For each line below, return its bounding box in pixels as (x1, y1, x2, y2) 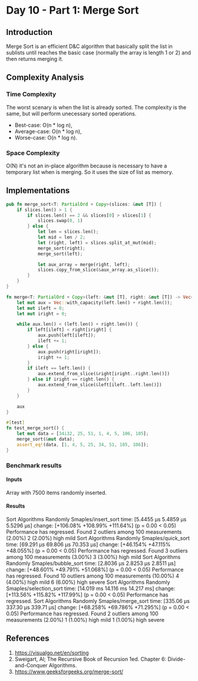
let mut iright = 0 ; (16, 311, 67, 317)
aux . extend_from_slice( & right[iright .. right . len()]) (37, 371, 170, 377)
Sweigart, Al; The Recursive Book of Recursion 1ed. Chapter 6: (14, 655, 167, 663)
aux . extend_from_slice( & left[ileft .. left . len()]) (37, 382, 162, 388)
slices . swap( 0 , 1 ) (37, 218, 83, 224)
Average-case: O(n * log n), (14, 128, 82, 135)
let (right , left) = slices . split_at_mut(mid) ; (37, 240, 157, 246)
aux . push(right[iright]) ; (37, 348, 101, 355)
